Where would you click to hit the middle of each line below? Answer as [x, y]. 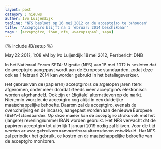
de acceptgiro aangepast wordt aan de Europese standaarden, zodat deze [79, 70]
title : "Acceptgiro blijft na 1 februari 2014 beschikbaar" [67, 28]
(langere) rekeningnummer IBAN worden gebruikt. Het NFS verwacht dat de [80, 120]
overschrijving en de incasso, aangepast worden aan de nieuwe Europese [79, 110]
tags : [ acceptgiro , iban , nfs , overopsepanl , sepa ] [59, 32]
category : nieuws [23, 14]
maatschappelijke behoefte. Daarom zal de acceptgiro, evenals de [71, 105]
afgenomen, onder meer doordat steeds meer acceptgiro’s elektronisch [76, 90]
